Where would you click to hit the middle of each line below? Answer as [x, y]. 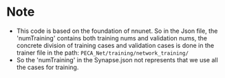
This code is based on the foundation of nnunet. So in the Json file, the [117, 31]
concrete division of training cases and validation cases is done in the [115, 45]
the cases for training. [47, 67]
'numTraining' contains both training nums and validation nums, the [112, 38]
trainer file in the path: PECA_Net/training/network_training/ [103, 53]
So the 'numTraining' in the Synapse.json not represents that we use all [117, 60]
